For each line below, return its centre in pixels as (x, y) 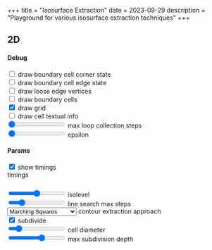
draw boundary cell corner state (64, 74)
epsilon (78, 135)
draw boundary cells (47, 99)
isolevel (79, 194)
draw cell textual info (48, 116)
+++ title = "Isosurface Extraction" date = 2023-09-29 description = (106, 10)
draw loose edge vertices (54, 91)
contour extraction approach (119, 211)
